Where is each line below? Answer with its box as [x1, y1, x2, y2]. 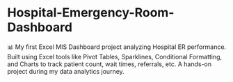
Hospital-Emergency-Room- [7, 5, 175, 21]
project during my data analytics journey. [7, 67, 125, 75]
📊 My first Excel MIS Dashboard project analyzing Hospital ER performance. [7, 43, 227, 51]
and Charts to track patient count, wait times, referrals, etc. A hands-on [7, 60, 212, 68]
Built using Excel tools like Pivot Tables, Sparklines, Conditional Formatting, [7, 52, 223, 61]
